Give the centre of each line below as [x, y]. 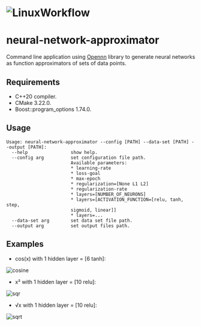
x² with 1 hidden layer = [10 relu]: [55, 282]
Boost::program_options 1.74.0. [53, 109]
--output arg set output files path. [71, 226]
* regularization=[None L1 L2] [109, 184]
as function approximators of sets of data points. [66, 64]
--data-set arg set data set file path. [72, 221]
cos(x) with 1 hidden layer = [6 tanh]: [60, 258]
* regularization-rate [99, 189]
